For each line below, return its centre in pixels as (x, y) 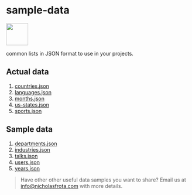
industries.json (32, 149)
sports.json (28, 111)
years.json (27, 168)
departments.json (36, 143)
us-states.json (32, 105)
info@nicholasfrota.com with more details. (71, 186)
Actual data (28, 72)
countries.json (32, 86)
